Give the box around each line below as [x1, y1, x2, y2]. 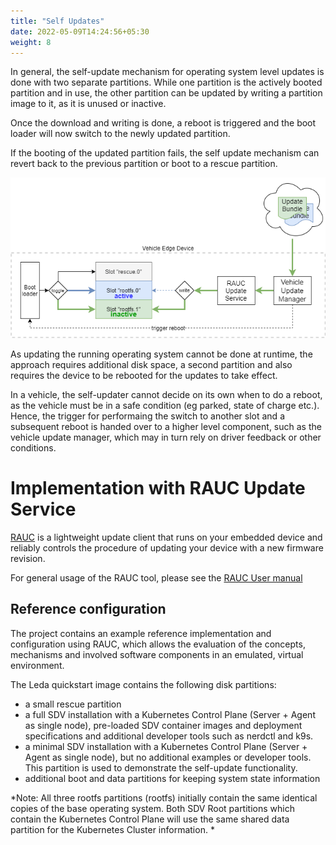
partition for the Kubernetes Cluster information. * [10, 823, 215, 835]
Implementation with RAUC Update [10, 477, 306, 500]
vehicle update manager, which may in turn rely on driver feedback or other [10, 431, 322, 443]
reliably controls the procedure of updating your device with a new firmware [10, 541, 324, 554]
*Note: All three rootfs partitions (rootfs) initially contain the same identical [10, 791, 318, 804]
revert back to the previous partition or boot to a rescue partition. [10, 158, 278, 170]
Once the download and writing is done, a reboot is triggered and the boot [10, 117, 317, 129]
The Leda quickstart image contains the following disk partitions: [10, 678, 277, 690]
